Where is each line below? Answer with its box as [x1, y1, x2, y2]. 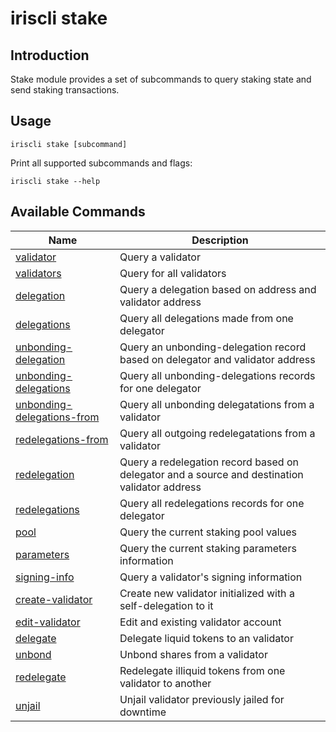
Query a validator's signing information [119, 570, 303, 584]
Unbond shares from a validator [119, 647, 268, 661]
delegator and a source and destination [119, 467, 304, 481]
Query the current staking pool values [119, 525, 297, 539]
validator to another [119, 676, 212, 690]
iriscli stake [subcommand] [10, 139, 128, 149]
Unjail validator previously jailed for [119, 692, 285, 706]
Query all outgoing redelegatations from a [119, 426, 316, 440]
